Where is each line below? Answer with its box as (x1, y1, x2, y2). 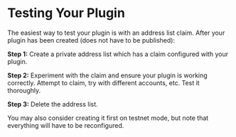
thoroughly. (7, 86, 41, 94)
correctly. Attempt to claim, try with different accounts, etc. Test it (7, 78, 200, 87)
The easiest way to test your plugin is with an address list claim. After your (7, 28, 225, 37)
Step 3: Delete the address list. (7, 99, 98, 108)
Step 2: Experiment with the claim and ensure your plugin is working (7, 71, 208, 80)
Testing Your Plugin (7, 5, 126, 21)
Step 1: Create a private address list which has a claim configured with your (7, 50, 229, 58)
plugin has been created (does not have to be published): (7, 35, 176, 44)
